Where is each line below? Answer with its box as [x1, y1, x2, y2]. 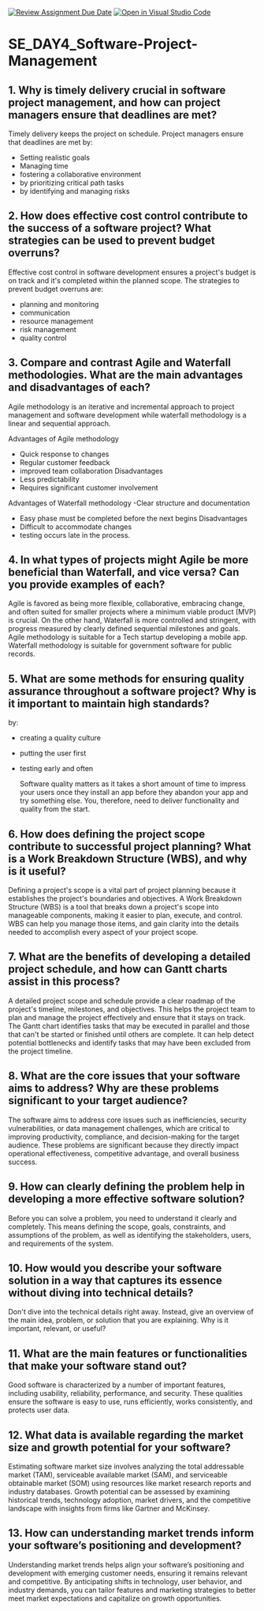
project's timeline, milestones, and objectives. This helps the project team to [8, 1004, 256, 1014]
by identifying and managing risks [19, 187, 130, 195]
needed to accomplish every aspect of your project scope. [8, 928, 199, 937]
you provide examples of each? [8, 578, 165, 592]
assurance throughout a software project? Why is [8, 684, 257, 698]
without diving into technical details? [8, 1286, 194, 1299]
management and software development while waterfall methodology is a [8, 410, 247, 419]
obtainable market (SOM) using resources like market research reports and [8, 1478, 251, 1488]
